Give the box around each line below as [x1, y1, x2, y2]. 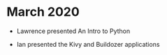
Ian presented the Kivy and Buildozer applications [16, 40, 160, 48]
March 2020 [6, 4, 80, 20]
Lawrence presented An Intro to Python [16, 27, 131, 35]
